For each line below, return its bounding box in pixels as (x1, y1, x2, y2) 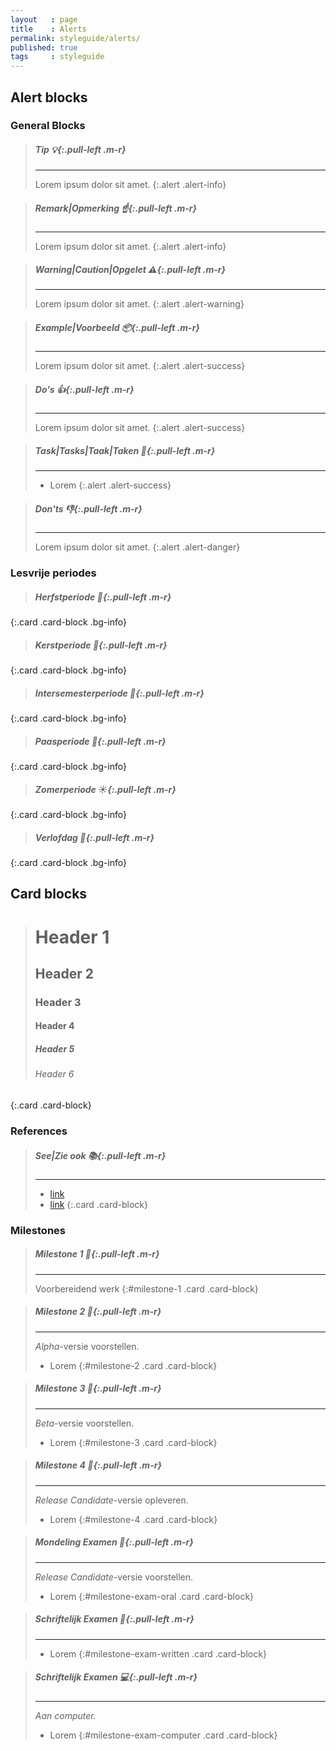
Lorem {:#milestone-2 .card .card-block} (49, 1359, 218, 1371)
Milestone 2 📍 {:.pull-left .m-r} (34, 1306, 162, 1318)
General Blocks (10, 119, 86, 133)
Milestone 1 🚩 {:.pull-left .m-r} (34, 1248, 160, 1260)
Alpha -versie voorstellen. (34, 1340, 140, 1352)
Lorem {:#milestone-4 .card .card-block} (49, 1513, 218, 1525)
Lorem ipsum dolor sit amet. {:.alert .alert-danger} (34, 541, 241, 553)
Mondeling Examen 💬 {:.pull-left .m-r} (34, 1536, 194, 1548)
